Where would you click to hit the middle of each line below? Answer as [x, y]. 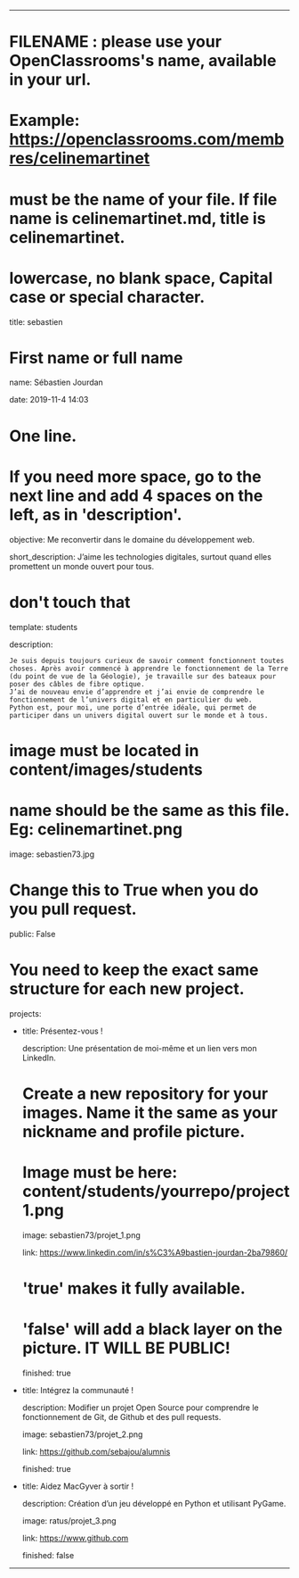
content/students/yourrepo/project [156, 1191]
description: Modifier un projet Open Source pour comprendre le [141, 1408]
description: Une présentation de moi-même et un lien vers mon [139, 1048]
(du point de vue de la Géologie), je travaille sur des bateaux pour [143, 676]
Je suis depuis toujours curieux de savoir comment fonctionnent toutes [147, 660]
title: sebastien [36, 321]
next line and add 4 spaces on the [136, 495]
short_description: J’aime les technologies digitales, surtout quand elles [140, 556]
